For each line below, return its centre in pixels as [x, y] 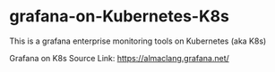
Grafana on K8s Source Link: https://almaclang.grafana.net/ [120, 58]
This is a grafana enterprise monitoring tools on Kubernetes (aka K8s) [138, 41]
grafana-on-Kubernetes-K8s [120, 16]
